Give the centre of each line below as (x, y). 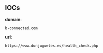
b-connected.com (21, 28)
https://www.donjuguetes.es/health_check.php (51, 46)
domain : (13, 19)
